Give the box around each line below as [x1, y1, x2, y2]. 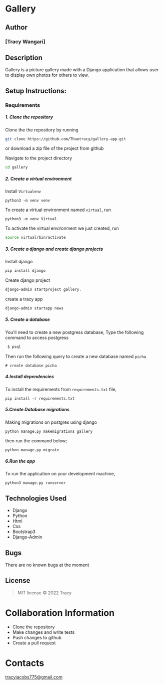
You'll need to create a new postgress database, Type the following [5, 329, 144, 335]
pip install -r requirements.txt [5, 396, 75, 401]
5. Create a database [5, 316, 50, 322]
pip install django [5, 268, 46, 273]
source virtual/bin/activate [5, 235, 66, 240]
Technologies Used [5, 494, 66, 502]
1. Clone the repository [5, 114, 53, 120]
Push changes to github [12, 634, 61, 640]
